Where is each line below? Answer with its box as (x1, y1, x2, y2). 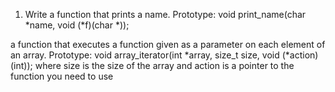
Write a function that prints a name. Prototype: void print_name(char (24, 9, 307, 20)
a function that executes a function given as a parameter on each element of (10, 39, 326, 50)
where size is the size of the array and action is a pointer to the (34, 60, 295, 71)
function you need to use (10, 70, 114, 82)
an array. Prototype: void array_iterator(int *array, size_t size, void (10, 49, 280, 61)
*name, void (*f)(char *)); (24, 19, 130, 31)
